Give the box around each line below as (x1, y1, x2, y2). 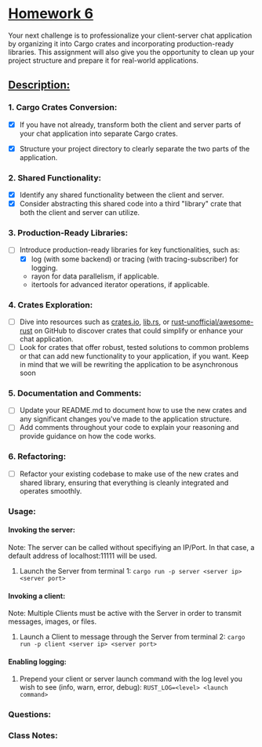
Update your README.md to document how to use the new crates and (19, 406, 247, 415)
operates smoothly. (19, 486, 82, 495)
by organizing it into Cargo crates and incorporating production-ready (8, 38, 234, 48)
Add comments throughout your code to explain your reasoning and (19, 423, 239, 432)
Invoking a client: (8, 591, 66, 600)
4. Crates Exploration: (8, 299, 93, 310)
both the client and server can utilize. (19, 208, 140, 217)
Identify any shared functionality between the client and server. (19, 190, 224, 200)
